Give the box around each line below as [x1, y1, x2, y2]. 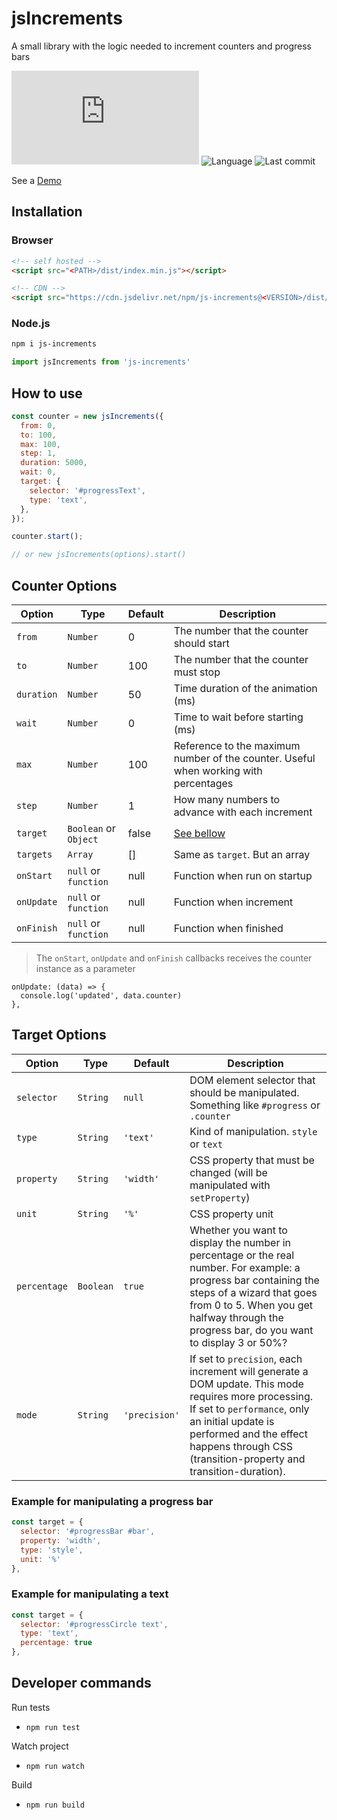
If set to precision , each [189, 1352, 303, 1366]
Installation [11, 203, 83, 221]
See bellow [173, 827, 226, 841]
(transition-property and [189, 1452, 306, 1466]
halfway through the [189, 1310, 284, 1324]
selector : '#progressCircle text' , [20, 1619, 169, 1629]
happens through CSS [189, 1439, 294, 1453]
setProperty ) [189, 1190, 251, 1204]
